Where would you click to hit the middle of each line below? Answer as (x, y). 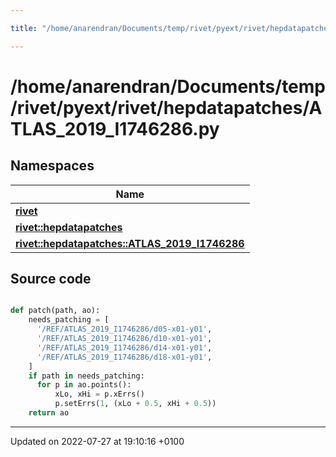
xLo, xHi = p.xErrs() (99, 394)
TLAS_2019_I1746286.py (115, 128)
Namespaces (52, 166)
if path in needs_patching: (86, 376)
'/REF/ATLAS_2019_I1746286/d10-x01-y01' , (124, 339)
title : (24, 28)
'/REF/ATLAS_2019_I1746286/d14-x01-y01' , (124, 347)
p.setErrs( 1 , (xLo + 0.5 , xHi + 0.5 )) (135, 404)
